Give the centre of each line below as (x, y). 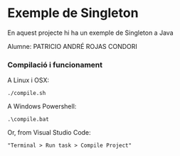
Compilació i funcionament (55, 65)
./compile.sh (27, 94)
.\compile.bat (28, 119)
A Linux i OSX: (28, 80)
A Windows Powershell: (42, 106)
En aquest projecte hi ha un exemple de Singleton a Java (90, 33)
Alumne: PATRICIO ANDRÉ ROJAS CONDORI (72, 46)
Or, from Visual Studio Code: (49, 133)
